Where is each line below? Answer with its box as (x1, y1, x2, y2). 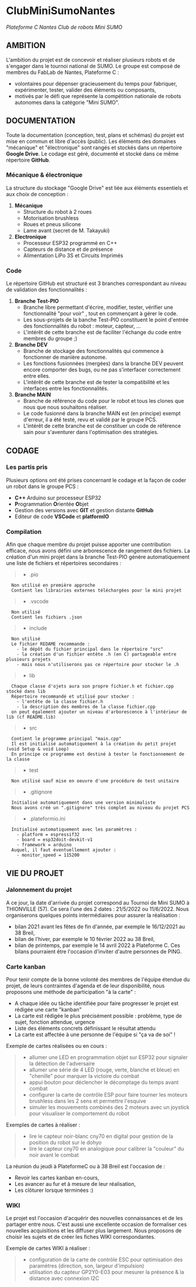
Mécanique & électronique (6, 171, 83, 179)
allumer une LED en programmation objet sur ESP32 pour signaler (29, 1054, 188, 1061)
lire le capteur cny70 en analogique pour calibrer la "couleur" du (29, 1145, 184, 1152)
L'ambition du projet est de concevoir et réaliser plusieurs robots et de (6, 56, 176, 63)
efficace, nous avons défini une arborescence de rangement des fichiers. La (6, 547, 190, 555)
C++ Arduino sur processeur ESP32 (14, 494, 101, 501)
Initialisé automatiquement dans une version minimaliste (11, 800, 156, 806)
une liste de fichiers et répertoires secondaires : (6, 560, 122, 567)
